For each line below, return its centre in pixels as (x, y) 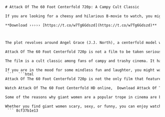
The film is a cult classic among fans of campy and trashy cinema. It (80, 61)
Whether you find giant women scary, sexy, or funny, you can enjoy (77, 106)
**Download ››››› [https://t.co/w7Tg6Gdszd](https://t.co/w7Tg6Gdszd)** (81, 25)
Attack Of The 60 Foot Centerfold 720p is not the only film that (74, 79)
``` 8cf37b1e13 (23, 111)
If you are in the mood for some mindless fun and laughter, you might (80, 70)
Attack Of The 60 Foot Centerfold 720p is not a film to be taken (74, 52)
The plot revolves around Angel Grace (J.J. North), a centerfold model (81, 43)
